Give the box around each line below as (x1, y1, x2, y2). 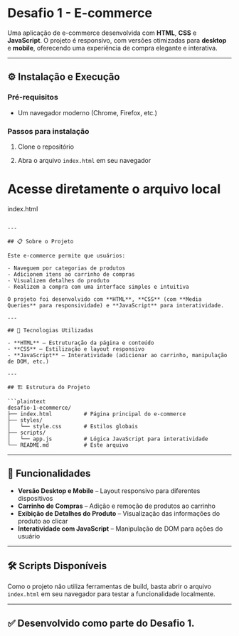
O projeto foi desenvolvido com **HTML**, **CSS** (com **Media (7, 295, 202, 303)
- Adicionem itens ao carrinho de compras (7, 270, 135, 278)
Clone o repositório (17, 142, 75, 151)
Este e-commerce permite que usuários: (7, 252, 126, 259)
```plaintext (7, 398, 46, 405)
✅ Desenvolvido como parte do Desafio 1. (7, 617, 195, 629)
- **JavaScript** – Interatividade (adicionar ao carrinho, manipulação (7, 351, 228, 359)
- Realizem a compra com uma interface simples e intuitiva (7, 283, 190, 290)
